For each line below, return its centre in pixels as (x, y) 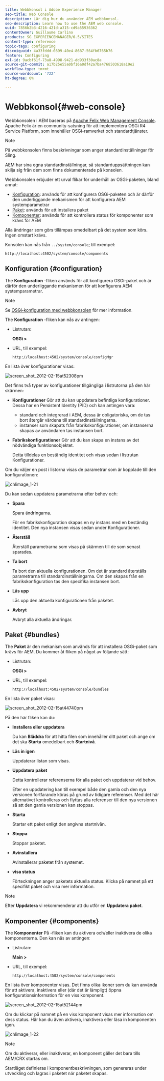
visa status (24, 872)
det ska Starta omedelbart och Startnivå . (54, 742)
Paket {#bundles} (33, 635)
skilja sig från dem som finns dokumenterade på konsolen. (64, 170)
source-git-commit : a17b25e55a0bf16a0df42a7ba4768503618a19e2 (70, 64)
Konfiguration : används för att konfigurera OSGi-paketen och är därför (83, 194)
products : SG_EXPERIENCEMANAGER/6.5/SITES (49, 37)
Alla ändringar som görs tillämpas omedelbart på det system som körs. (76, 230)
